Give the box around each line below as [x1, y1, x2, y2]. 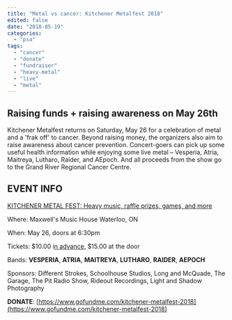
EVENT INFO [7, 183, 63, 195]
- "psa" [13, 36, 36, 43]
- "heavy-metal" [13, 68, 61, 75]
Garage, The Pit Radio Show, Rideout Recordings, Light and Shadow [7, 276, 202, 284]
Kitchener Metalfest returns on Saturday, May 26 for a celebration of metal [7, 126, 222, 135]
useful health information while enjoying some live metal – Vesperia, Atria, [7, 148, 219, 157]
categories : [7, 29, 42, 37]
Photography [7, 284, 45, 292]
